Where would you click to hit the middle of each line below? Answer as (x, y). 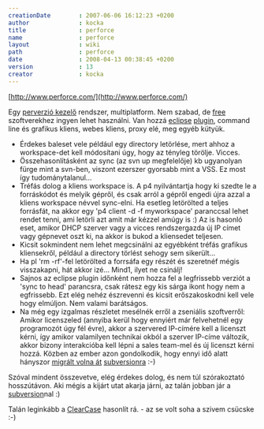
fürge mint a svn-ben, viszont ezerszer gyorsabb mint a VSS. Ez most (132, 169)
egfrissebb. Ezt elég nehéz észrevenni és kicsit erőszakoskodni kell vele (137, 295)
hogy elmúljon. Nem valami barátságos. (84, 303)
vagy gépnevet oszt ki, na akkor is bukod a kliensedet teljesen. (121, 236)
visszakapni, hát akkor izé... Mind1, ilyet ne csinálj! (101, 270)
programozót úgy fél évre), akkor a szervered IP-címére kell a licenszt (132, 328)
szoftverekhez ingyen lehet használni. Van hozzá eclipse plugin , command (129, 120)
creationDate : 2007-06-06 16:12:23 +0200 (91, 15)
